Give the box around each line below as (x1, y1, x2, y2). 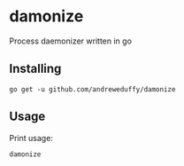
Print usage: (9, 132, 53, 143)
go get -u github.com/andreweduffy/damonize (9, 84, 176, 94)
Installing (9, 61, 62, 76)
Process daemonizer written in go (9, 36, 133, 46)
